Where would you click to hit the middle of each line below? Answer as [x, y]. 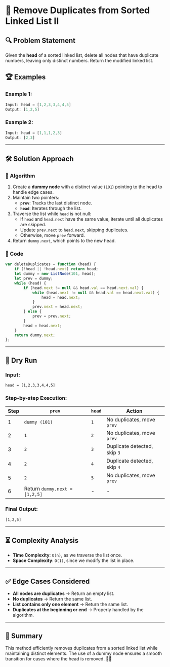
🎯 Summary [24, 636]
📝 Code [14, 254]
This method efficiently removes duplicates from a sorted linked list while [81, 648]
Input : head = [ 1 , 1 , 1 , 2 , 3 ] [34, 133]
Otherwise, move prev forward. [52, 235]
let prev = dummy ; [34, 278]
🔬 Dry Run [21, 360]
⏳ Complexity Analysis [42, 540]
